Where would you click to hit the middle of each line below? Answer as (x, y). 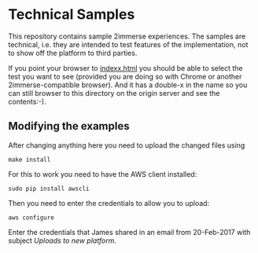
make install (29, 159)
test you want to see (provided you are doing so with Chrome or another (125, 76)
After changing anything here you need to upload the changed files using (127, 145)
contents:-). (27, 101)
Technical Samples (72, 15)
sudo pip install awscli (49, 189)
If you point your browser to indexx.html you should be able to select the (125, 68)
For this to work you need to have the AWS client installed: (103, 174)
